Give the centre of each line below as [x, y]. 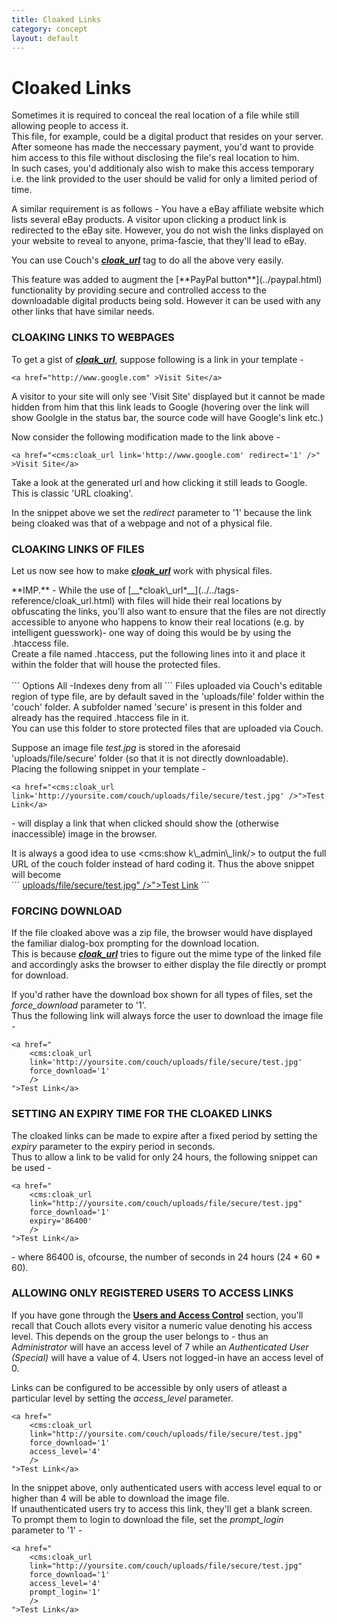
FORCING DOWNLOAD [67, 911]
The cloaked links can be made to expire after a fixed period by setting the [164, 1135]
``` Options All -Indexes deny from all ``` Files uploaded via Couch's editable [167, 685]
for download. [40, 975]
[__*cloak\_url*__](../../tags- [183, 590]
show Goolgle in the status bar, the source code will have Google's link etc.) [167, 417]
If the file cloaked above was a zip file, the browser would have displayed [162, 933]
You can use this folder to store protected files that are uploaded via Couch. [167, 728]
